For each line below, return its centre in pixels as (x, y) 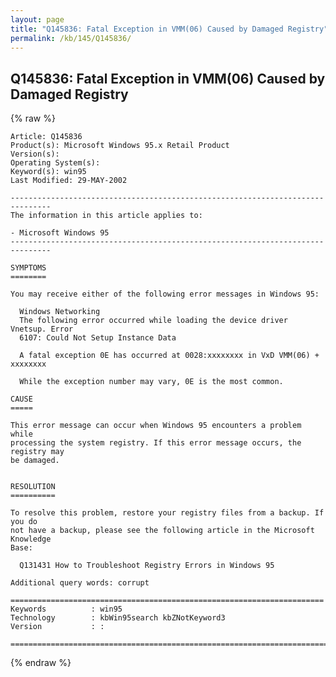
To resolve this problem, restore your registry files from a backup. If (167, 513)
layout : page (37, 19)
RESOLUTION (33, 487)
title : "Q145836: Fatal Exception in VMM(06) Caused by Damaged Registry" (169, 29)
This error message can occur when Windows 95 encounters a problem (156, 426)
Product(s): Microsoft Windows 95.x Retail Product (120, 146)
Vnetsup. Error (42, 329)
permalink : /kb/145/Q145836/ (71, 38)
